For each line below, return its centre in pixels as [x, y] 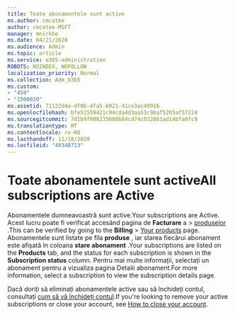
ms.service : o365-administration [57, 60]
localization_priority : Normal [53, 73]
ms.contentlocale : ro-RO [44, 132]
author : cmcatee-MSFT [39, 27]
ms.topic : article [34, 54]
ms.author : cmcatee [36, 21]
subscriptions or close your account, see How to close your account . [108, 304]
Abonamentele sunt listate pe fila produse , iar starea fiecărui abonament [114, 238]
